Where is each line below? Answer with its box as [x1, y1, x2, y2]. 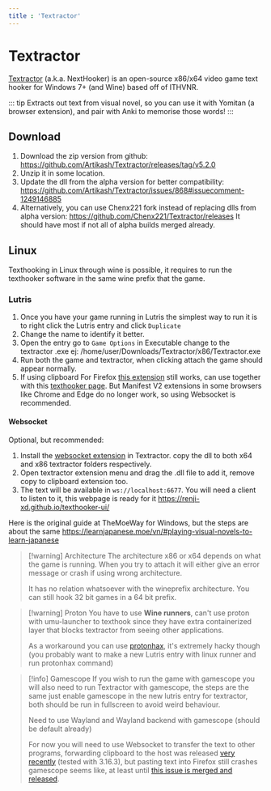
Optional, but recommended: [8, 435, 104, 444]
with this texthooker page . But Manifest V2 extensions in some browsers [19, 381, 262, 391]
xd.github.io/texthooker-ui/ [19, 502, 110, 512]
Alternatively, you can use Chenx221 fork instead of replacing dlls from [19, 203, 256, 213]
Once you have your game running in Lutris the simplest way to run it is [19, 313, 257, 322]
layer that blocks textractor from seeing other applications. [28, 625, 224, 635]
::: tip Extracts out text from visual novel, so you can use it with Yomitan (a [8, 98, 255, 108]
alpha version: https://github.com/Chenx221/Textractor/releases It [19, 211, 240, 221]
